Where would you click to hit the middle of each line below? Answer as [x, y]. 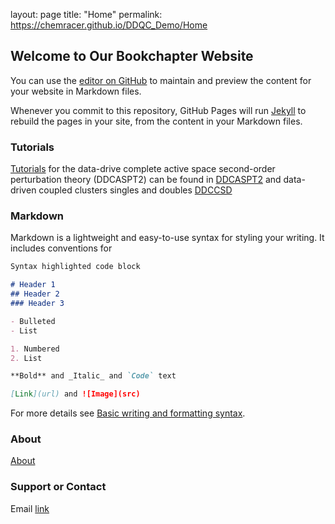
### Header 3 [37, 304]
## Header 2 [35, 294]
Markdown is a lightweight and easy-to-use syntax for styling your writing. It [167, 238]
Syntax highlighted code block [75, 267]
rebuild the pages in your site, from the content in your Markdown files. [156, 121]
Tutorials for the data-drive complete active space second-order [143, 169]
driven [23, 190]
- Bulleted [33, 321]
